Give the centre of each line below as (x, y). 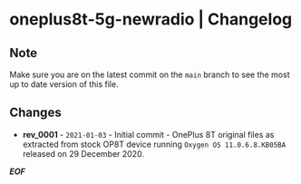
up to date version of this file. (64, 84)
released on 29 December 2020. (83, 153)
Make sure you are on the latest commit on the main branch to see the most (150, 74)
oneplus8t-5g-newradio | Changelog (151, 19)
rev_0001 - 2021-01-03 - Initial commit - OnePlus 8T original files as (148, 134)
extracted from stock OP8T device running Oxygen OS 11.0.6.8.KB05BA (154, 144)
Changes (35, 113)
